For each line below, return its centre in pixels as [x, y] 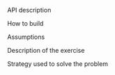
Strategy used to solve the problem [58, 64]
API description [29, 10]
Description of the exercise [46, 50]
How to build [25, 23]
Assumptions [26, 37]
